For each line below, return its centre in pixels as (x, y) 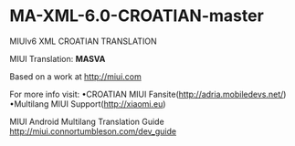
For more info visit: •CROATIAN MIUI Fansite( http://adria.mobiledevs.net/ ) (148, 94)
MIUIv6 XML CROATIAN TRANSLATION (83, 41)
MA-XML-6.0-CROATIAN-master (137, 16)
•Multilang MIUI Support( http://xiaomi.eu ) (88, 104)
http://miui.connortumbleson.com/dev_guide (93, 131)
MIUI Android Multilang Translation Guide (87, 121)
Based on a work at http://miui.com (75, 76)
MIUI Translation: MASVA (58, 58)
